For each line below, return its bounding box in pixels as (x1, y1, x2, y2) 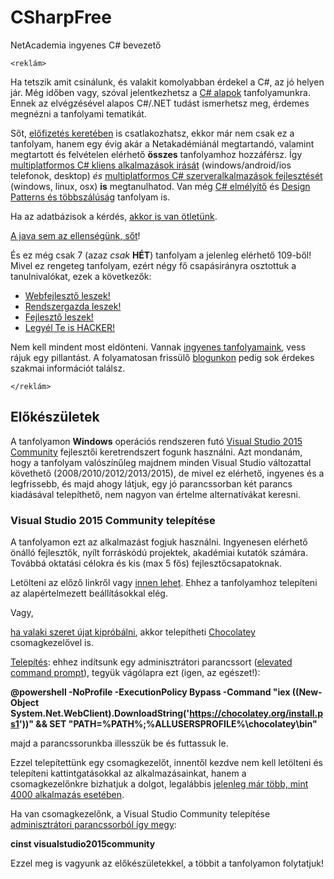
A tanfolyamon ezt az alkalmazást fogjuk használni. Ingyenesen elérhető (10, 536, 308, 548)
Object (10, 697, 40, 709)
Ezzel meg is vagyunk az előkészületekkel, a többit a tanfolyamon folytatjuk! (10, 857, 324, 870)
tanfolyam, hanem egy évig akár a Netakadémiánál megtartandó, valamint (10, 137, 315, 150)
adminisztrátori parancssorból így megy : (10, 819, 177, 831)
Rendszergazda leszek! (24, 300, 122, 312)
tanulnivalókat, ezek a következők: (10, 270, 152, 282)
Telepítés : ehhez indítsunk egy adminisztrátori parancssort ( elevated (10, 656, 293, 668)
